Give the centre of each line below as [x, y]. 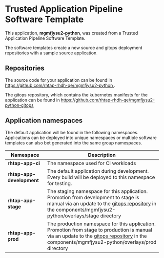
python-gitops [20, 105]
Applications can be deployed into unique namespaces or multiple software [81, 138]
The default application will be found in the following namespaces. [72, 132]
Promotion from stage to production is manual [100, 230]
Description [102, 155]
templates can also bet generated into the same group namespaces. [74, 142]
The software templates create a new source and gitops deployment [74, 47]
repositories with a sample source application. [51, 53]
